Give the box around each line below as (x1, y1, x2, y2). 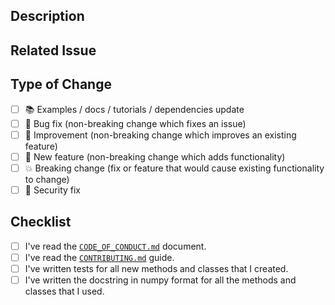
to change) (24, 173, 70, 185)
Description (10, 8, 85, 25)
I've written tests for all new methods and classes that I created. (24, 262, 289, 274)
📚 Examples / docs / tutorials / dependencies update (24, 103, 245, 115)
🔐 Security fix (24, 184, 81, 196)
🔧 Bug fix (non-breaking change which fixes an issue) (24, 117, 247, 129)
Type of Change (10, 76, 112, 93)
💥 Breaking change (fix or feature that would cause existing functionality (24, 162, 325, 174)
